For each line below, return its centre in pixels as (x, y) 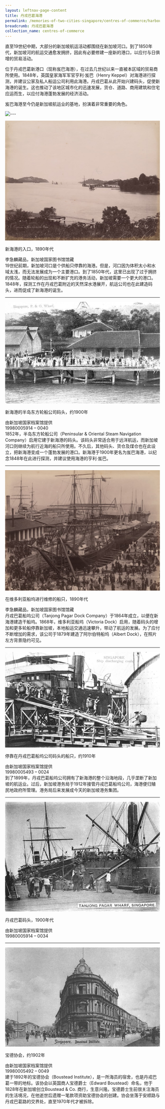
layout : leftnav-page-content (36, 10)
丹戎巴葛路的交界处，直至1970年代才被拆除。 (51, 1101)
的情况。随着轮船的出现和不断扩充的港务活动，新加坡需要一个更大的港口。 (80, 278)
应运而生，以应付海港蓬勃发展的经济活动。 (48, 94)
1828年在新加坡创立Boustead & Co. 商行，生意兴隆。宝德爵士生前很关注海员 (82, 1089)
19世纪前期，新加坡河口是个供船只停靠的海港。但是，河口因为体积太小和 (78, 265)
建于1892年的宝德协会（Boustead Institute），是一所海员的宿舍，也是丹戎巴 (81, 1077)
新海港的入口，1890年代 (29, 249)
